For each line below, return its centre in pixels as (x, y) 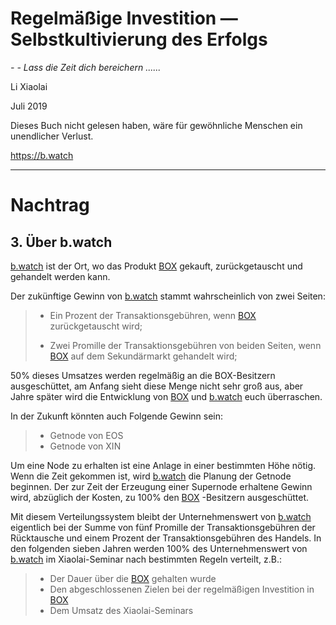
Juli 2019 (29, 106)
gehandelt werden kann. (60, 276)
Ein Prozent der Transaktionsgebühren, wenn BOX (153, 315)
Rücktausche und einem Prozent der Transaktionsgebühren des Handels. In (166, 538)
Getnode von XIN (85, 446)
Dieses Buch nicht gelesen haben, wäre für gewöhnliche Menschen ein (156, 125)
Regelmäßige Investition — (124, 18)
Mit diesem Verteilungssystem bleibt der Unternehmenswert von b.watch (161, 516)
